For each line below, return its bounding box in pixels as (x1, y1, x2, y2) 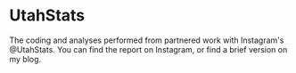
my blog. (9, 53, 42, 64)
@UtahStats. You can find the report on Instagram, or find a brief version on (9, 44, 288, 54)
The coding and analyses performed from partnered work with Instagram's (9, 35, 284, 45)
